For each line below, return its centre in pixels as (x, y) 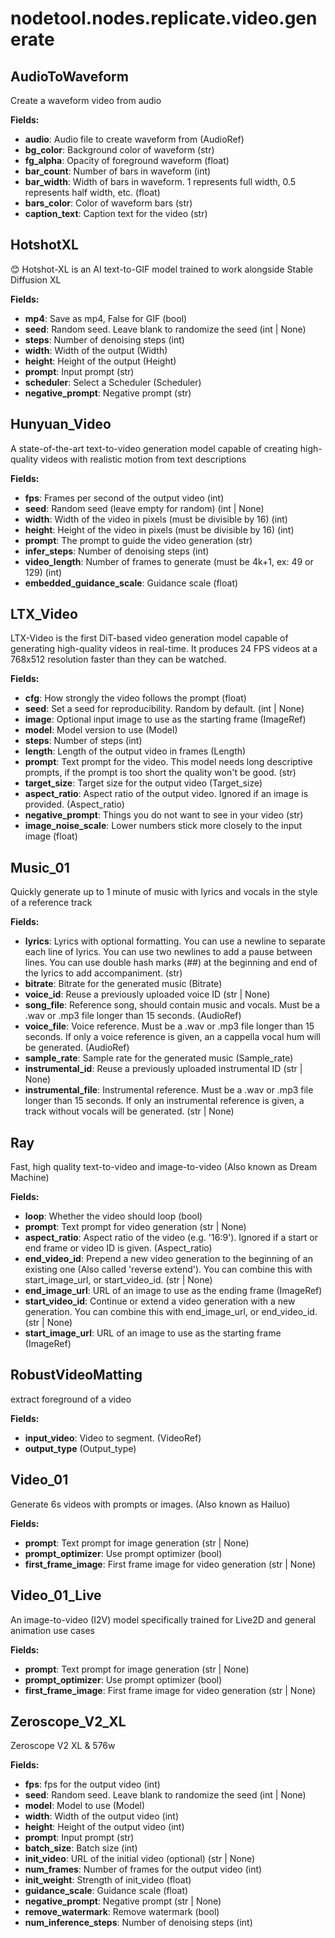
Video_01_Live (56, 1595)
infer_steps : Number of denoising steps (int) (117, 551)
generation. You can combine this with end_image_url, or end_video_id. (171, 1312)
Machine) (30, 1178)
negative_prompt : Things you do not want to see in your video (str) (164, 815)
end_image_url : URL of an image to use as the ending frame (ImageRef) (173, 1291)
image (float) (51, 836)
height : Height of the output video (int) (104, 1827)
